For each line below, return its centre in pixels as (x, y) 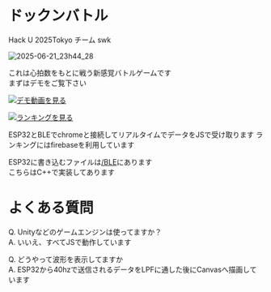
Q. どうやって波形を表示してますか (66, 259)
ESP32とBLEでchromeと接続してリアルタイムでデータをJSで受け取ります (131, 135)
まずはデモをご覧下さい (47, 83)
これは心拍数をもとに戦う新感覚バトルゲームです (90, 72)
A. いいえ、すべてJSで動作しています (70, 242)
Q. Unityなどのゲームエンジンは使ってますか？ (85, 232)
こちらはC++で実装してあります (61, 172)
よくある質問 (51, 208)
